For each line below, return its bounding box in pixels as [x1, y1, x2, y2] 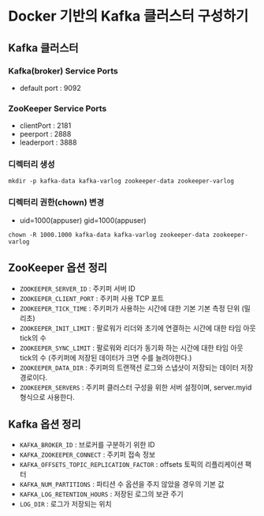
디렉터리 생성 [8, 159, 55, 170]
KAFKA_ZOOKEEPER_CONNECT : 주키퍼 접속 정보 [19, 450, 156, 459]
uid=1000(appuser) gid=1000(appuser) [19, 215, 147, 225]
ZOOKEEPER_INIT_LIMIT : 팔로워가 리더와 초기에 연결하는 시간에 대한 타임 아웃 [19, 323, 256, 333]
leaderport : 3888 [19, 137, 77, 147]
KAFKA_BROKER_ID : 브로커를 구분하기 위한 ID [19, 440, 155, 450]
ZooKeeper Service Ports [8, 103, 107, 114]
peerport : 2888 [19, 130, 72, 139]
